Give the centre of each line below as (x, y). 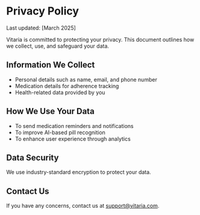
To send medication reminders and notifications (74, 126)
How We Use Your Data (50, 111)
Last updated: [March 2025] (41, 28)
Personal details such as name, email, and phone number (86, 79)
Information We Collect (51, 65)
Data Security (33, 157)
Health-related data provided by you (60, 92)
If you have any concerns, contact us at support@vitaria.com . (83, 206)
